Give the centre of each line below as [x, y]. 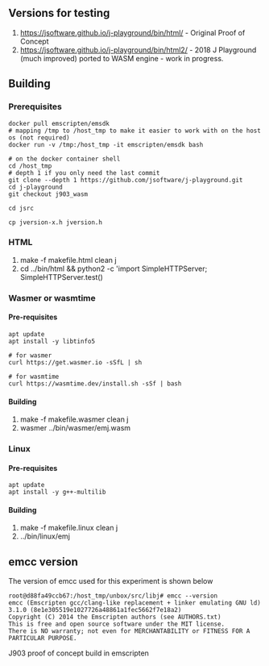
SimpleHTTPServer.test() [61, 277]
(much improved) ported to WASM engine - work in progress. [122, 58]
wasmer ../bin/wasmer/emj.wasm [75, 428]
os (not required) [39, 137]
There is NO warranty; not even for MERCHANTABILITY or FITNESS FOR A [129, 631]
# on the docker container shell [64, 159]
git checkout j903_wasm [48, 194]
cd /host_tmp [30, 166]
